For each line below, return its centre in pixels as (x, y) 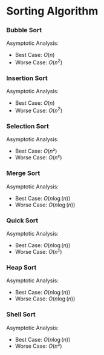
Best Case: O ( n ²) (36, 151)
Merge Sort (23, 173)
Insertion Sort (27, 78)
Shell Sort (21, 314)
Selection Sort (28, 127)
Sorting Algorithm (52, 11)
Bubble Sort (24, 30)
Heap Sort (21, 267)
